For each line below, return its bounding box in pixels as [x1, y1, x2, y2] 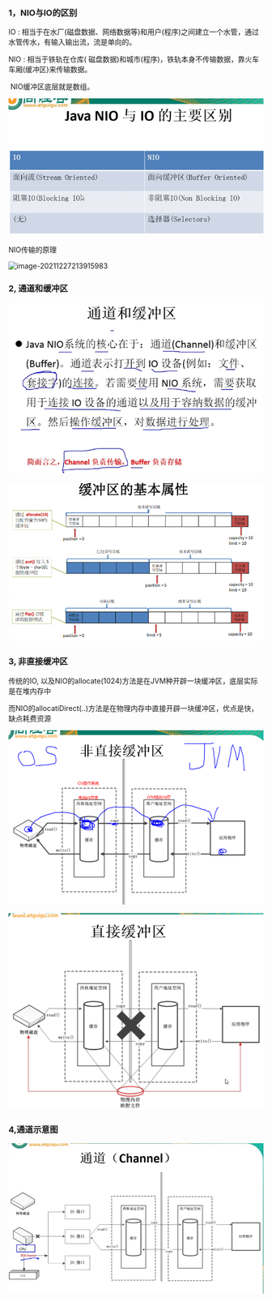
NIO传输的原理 [8, 245, 57, 255]
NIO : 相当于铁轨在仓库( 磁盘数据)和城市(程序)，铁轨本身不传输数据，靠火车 [8, 54, 260, 64]
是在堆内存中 [8, 686, 51, 696]
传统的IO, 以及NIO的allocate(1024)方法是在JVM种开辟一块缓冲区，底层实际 [8, 675, 258, 686]
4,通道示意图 [8, 1124, 58, 1135]
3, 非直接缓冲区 [8, 656, 69, 667]
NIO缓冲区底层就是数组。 [10, 82, 95, 92]
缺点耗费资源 [8, 713, 51, 723]
